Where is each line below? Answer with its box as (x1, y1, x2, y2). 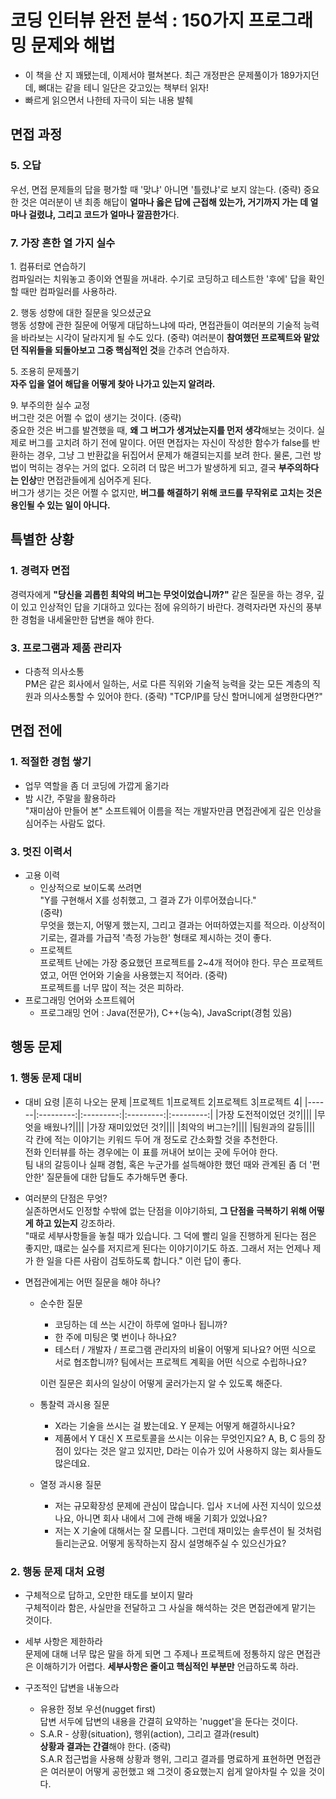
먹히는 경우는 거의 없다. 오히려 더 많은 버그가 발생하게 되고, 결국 (28, 461, 277, 473)
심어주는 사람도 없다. (24, 817, 106, 829)
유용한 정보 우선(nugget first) (39, 1702, 157, 1715)
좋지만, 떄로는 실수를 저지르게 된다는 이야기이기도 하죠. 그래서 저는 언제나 (24, 1242, 311, 1254)
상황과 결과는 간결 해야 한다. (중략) (39, 1740, 172, 1752)
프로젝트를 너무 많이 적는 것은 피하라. (39, 981, 185, 993)
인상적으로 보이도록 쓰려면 (39, 881, 143, 893)
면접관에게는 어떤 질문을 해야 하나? (24, 1276, 161, 1288)
